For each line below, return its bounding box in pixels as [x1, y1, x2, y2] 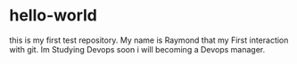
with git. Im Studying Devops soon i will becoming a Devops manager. [9, 44, 266, 54]
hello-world [9, 5, 98, 26]
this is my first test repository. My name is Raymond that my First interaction [9, 35, 289, 45]
